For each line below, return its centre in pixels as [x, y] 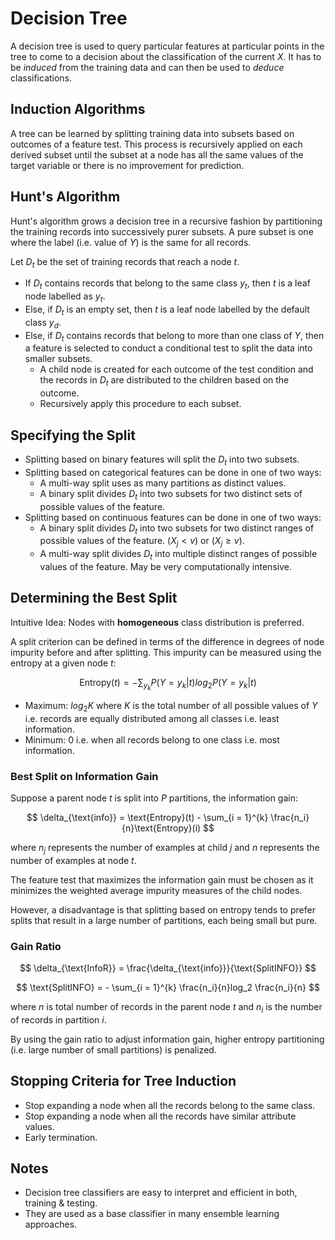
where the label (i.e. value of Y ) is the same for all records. [131, 242]
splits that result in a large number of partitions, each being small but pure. [164, 920]
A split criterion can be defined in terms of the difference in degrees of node [167, 641]
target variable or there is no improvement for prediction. [127, 165]
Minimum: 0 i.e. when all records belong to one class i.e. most [152, 739]
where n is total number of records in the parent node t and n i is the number [166, 1008]
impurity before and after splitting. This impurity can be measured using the [166, 652]
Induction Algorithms [78, 109]
